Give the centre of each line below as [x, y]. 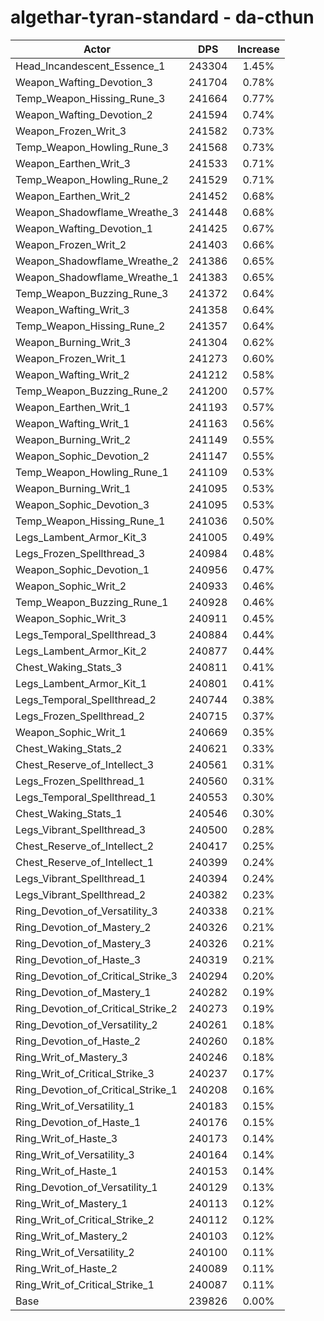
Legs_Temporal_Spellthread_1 [86, 797]
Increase [258, 49]
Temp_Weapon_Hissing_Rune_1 [90, 521]
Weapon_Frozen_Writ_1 [71, 358]
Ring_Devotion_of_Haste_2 [78, 1041]
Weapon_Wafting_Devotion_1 [84, 228]
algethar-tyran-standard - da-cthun [162, 17]
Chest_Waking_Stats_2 [69, 748]
